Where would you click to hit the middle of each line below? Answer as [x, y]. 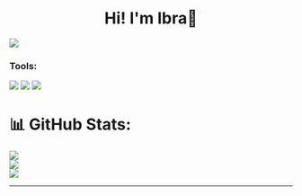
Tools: [23, 66]
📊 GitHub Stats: [71, 125]
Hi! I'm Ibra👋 [151, 18]
